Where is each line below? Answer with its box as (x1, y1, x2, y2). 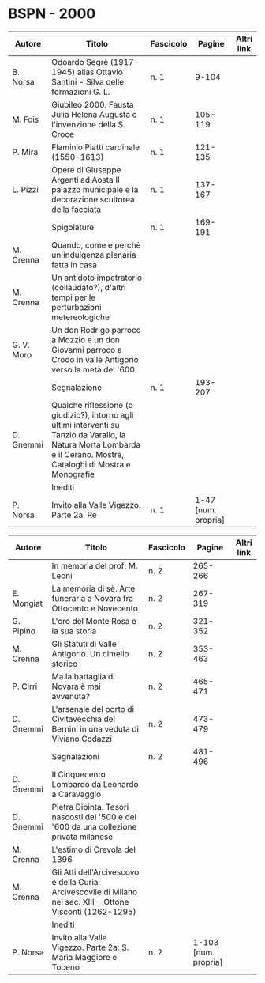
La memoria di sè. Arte (51, 583, 136, 594)
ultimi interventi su (50, 419, 120, 430)
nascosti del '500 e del (51, 811, 136, 822)
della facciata (50, 203, 102, 214)
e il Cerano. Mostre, (50, 448, 125, 459)
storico (51, 658, 78, 669)
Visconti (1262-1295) (51, 906, 136, 917)
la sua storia (51, 626, 97, 637)
